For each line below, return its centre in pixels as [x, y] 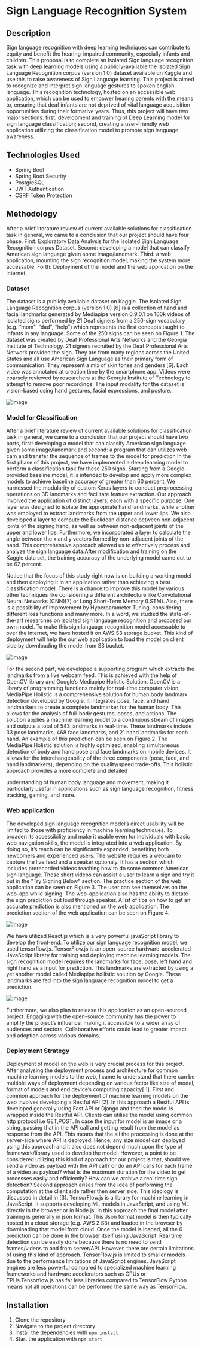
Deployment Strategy [38, 1051]
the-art [15, 620]
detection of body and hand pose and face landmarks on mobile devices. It [99, 752]
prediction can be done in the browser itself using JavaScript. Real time [94, 1235]
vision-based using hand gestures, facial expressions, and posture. [89, 390]
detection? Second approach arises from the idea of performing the [90, 1185]
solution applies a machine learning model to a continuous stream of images [100, 720]
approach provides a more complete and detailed [67, 771]
